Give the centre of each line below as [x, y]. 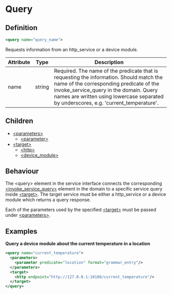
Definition [21, 28]
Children [19, 121]
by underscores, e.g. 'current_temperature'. [106, 102]
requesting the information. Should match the [108, 77]
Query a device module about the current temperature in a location [78, 244]
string [42, 87]
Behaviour [22, 171]
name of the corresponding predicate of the [107, 83]
